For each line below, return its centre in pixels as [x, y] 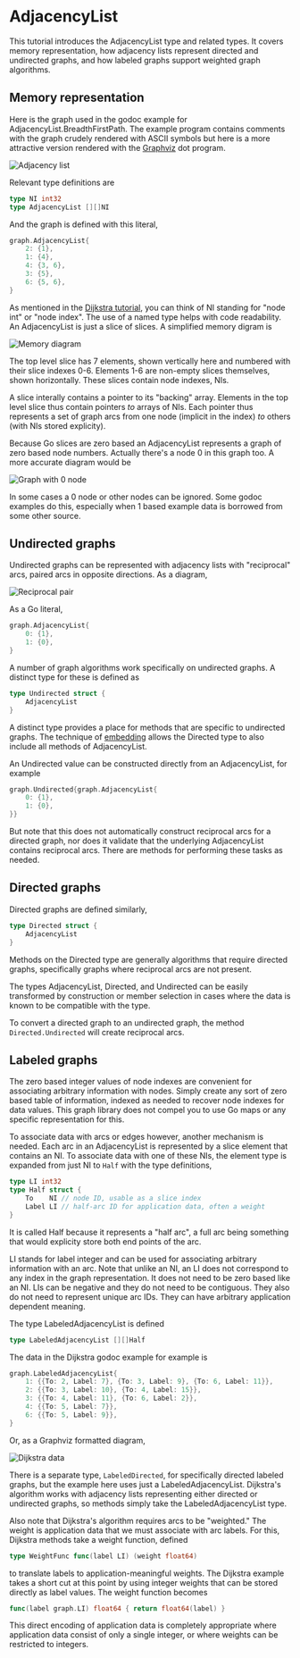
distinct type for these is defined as [75, 677]
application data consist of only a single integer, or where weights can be [144, 1635]
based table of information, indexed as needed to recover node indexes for [147, 1101]
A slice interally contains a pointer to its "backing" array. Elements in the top [149, 397]
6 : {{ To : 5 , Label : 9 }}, [71, 1415]
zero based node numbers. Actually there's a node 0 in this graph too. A [142, 452]
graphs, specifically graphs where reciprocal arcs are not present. [131, 969]
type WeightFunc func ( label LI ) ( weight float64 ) [104, 1556]
